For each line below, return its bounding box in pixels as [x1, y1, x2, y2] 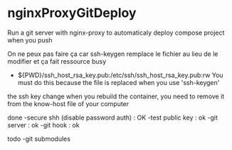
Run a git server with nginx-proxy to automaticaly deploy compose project [7, 28, 225, 37]
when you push [7, 35, 53, 44]
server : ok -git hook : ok [7, 120, 80, 129]
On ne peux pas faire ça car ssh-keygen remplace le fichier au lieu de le [7, 50, 218, 58]
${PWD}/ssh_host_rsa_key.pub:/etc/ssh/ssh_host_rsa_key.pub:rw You [17, 71, 223, 79]
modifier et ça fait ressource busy [7, 57, 107, 65]
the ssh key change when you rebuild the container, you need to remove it [7, 92, 225, 100]
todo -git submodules [7, 134, 71, 143]
